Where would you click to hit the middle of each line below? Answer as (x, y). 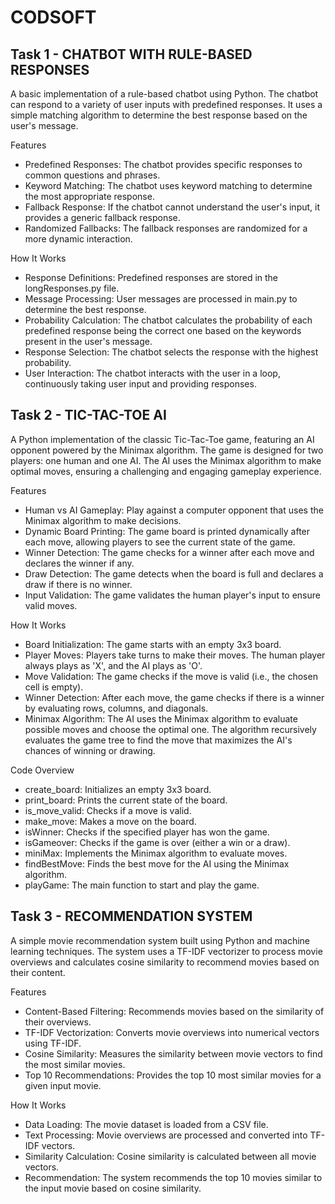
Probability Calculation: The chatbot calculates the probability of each (168, 320)
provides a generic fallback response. (102, 217)
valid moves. (51, 605)
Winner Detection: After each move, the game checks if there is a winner (174, 697)
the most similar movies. (75, 1064)
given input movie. (63, 1085)
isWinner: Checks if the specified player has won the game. (147, 832)
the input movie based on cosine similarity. (113, 1188)
